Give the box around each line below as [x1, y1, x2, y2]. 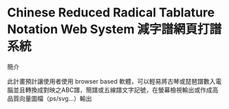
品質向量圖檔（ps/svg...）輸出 [7, 94, 92, 102]
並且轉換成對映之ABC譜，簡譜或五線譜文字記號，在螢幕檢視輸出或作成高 [12, 86, 219, 94]
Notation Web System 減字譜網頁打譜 [7, 22, 222, 37]
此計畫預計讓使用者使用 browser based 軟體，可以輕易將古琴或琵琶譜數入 [7, 77, 216, 85]
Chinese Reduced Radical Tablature [7, 5, 215, 21]
